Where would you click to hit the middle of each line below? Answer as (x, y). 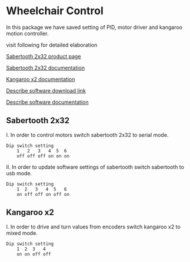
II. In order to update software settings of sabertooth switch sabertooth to (95, 167)
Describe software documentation (47, 102)
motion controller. (27, 33)
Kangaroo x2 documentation (41, 79)
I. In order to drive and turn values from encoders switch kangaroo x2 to (93, 227)
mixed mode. (22, 233)
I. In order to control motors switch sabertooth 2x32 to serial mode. (87, 135)
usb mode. (19, 173)
